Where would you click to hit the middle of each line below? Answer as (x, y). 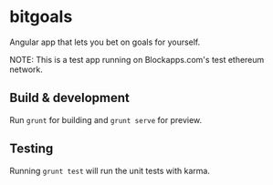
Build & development (69, 98)
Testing (31, 149)
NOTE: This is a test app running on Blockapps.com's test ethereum (137, 59)
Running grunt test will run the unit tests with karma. (110, 170)
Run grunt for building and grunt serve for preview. (106, 119)
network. (26, 69)
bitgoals (41, 17)
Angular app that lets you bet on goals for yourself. (105, 42)
